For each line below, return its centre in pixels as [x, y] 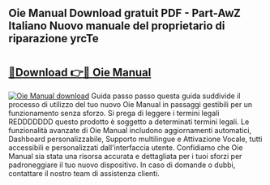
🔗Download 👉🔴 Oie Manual [80, 72]
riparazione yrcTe [54, 39]
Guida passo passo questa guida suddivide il [166, 96]
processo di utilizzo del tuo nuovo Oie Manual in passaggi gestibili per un [131, 104]
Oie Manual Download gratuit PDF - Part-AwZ [124, 13]
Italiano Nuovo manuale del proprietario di [117, 26]
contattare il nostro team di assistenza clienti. [84, 173]
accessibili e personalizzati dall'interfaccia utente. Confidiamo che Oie [126, 148]
